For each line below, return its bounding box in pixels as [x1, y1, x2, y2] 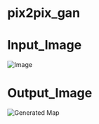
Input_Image [7, 37, 82, 54]
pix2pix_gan [7, 5, 81, 21]
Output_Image [7, 85, 93, 101]
